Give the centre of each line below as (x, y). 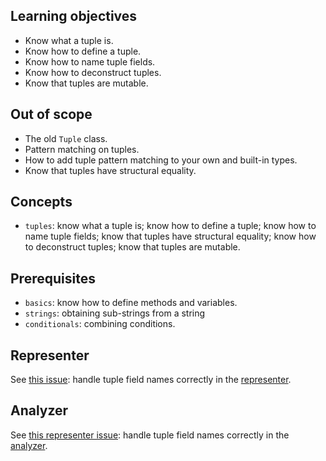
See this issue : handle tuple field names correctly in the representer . (151, 380)
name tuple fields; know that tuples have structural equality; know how (170, 236)
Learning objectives (74, 16)
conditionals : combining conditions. (100, 324)
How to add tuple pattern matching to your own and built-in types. (161, 160)
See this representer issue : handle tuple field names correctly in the (150, 435)
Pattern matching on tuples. (82, 149)
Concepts (41, 202)
